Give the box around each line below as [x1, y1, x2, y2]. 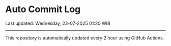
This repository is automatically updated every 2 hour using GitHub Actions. [5, 34, 164, 41]
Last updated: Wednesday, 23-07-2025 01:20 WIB [5, 20, 111, 26]
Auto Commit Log [5, 4, 81, 15]
